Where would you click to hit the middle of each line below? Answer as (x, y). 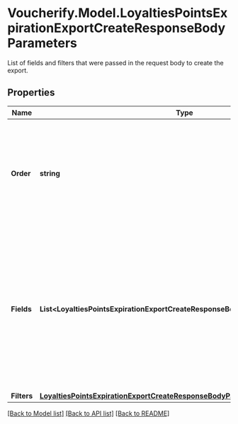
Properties (31, 93)
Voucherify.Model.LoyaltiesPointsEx (118, 13)
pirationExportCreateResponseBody (117, 28)
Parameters (42, 43)
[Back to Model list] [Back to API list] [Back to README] (89, 413)
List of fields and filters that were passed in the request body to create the (116, 62)
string (50, 173)
